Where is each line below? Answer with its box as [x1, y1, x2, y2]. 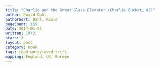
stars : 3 [5, 36, 24, 41]
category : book [5, 45, 38, 50]
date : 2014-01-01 [5, 26, 42, 31]
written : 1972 [5, 31, 36, 36]
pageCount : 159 [5, 21, 38, 27]
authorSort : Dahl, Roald [5, 17, 58, 22]
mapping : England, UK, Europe [5, 54, 70, 59]
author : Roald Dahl [5, 12, 47, 17]
